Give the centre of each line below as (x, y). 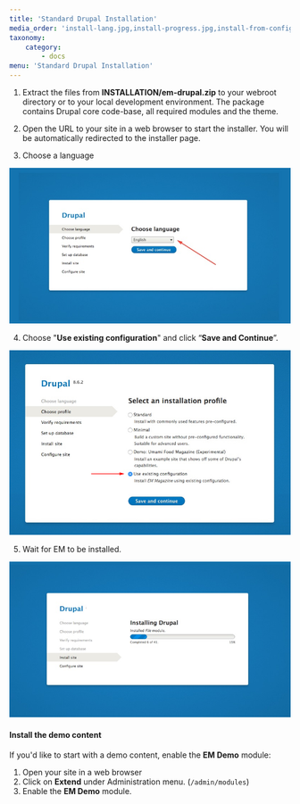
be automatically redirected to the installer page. (111, 138)
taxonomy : (28, 37)
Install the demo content (55, 734)
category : (44, 47)
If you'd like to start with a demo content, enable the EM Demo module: (140, 755)
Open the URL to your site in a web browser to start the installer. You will (155, 128)
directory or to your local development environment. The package (143, 102)
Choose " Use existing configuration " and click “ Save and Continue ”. (150, 338)
